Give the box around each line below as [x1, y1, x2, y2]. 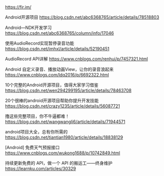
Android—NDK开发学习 [5, 25, 52, 30]
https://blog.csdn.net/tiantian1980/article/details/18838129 [5, 134, 123, 140]
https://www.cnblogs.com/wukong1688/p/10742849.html [5, 150, 120, 156]
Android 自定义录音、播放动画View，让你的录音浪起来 [5, 66, 114, 72]
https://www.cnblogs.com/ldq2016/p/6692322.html [5, 72, 109, 77]
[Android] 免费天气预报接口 [5, 145, 60, 150]
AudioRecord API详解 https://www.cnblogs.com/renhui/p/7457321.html [5, 56, 148, 62]
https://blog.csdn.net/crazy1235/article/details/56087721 [5, 103, 120, 109]
